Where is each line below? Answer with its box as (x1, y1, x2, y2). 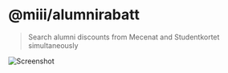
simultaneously (27, 40, 79, 50)
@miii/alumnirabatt (8, 6, 140, 24)
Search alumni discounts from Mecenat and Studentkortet (27, 32, 220, 42)
